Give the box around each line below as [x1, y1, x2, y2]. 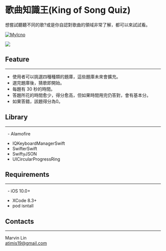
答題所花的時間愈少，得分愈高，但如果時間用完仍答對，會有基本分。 [12, 92, 151, 98]
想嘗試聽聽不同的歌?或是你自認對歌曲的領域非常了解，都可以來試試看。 [5, 22, 151, 28]
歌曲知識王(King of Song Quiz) [5, 4, 131, 16]
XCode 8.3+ [12, 198, 37, 204]
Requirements [5, 170, 49, 178]
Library [5, 113, 28, 122]
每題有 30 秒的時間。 [12, 86, 55, 92]
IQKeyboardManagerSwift [12, 140, 65, 146]
